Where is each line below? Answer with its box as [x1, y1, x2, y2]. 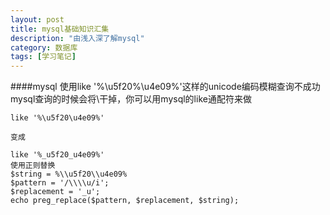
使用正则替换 [10, 161, 56, 171]
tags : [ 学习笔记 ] [10, 52, 77, 62]
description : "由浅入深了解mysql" [10, 33, 145, 43]
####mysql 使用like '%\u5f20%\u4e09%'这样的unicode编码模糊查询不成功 [10, 81, 321, 93]
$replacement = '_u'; [10, 187, 101, 197]
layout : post [10, 14, 65, 25]
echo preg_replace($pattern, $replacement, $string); [10, 196, 240, 206]
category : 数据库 [10, 42, 78, 53]
